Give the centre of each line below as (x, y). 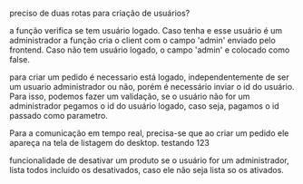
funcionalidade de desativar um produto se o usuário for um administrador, (150, 160)
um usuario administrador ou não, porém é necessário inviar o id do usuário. (152, 87)
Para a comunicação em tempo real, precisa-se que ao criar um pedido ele (149, 133)
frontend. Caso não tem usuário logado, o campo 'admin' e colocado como (150, 50)
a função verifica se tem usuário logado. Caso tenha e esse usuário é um (146, 30)
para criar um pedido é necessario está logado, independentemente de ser (149, 77)
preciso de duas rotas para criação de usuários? (100, 13)
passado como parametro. (59, 116)
